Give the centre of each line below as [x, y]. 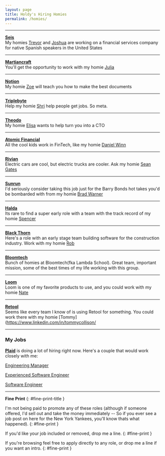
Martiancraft [18, 62]
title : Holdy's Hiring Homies [36, 14]
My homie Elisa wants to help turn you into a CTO [55, 126]
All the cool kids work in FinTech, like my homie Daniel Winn [66, 145]
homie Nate [17, 293]
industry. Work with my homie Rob [40, 243]
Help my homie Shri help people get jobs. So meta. [56, 106]
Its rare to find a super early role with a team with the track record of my [78, 213]
